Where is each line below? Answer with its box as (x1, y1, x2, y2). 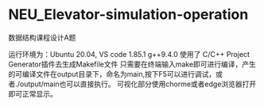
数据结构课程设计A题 (8, 32, 76, 42)
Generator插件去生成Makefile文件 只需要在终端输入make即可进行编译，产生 (8, 59, 257, 69)
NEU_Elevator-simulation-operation (8, 6, 249, 24)
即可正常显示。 (8, 89, 57, 98)
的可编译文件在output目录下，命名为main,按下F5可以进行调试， (8, 69, 216, 78)
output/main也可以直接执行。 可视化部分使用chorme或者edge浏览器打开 (19, 79, 257, 89)
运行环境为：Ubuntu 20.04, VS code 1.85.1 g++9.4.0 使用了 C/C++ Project (8, 49, 250, 59)
